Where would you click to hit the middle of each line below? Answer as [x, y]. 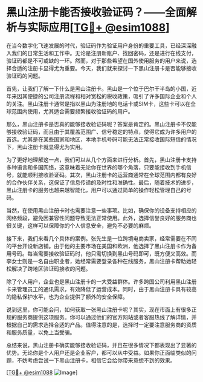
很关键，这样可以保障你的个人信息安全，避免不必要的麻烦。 [80, 225]
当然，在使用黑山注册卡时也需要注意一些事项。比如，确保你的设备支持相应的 [101, 210]
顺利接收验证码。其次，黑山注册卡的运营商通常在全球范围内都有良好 [112, 175]
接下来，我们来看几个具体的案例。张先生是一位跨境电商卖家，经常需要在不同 [101, 238]
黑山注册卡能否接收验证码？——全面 [96, 12]
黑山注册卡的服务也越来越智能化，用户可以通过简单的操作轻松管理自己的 [96, 190]
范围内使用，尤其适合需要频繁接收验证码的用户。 [72, 111]
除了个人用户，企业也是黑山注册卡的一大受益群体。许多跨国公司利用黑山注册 [101, 282]
